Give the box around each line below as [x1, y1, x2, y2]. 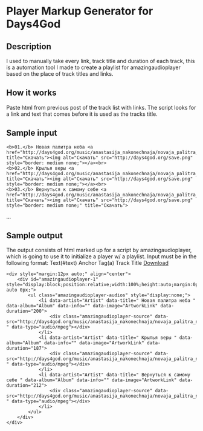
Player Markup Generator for [6, 4, 153, 18]
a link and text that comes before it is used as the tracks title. [6, 110, 158, 118]
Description [6, 41, 51, 52]
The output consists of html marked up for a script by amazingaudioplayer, [6, 247, 192, 254]
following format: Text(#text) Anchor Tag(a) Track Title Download [6, 259, 169, 267]
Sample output [6, 230, 63, 241]
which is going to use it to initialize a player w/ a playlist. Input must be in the [6, 253, 197, 260]
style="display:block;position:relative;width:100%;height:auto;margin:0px [6, 282, 201, 288]
